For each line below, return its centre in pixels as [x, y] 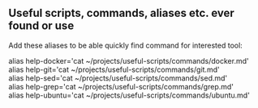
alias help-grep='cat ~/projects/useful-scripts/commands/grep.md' [121, 86]
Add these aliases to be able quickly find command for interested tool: [126, 45]
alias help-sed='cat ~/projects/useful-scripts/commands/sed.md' [118, 78]
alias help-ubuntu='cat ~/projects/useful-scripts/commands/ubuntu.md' [129, 95]
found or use [41, 26]
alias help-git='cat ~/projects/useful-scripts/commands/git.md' [114, 69]
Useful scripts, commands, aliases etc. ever [122, 13]
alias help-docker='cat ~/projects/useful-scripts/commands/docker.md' [129, 60]
